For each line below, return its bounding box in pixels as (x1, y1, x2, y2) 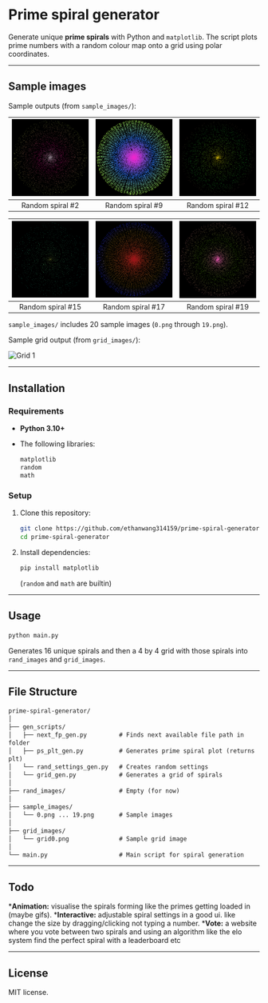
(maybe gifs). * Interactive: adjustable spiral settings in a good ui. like (8, 910, 236, 920)
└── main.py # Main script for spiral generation (8, 851, 245, 859)
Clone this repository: (19, 508, 91, 517)
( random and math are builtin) (19, 578, 112, 588)
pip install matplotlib (19, 564, 100, 572)
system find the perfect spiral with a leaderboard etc (8, 936, 181, 945)
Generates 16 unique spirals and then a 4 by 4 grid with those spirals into (8, 645, 249, 655)
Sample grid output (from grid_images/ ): (8, 335, 141, 345)
